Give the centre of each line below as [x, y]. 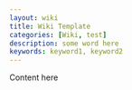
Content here [34, 77]
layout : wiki [34, 18]
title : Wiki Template [50, 26]
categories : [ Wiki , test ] [58, 35]
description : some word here [64, 43]
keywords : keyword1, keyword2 [66, 52]
